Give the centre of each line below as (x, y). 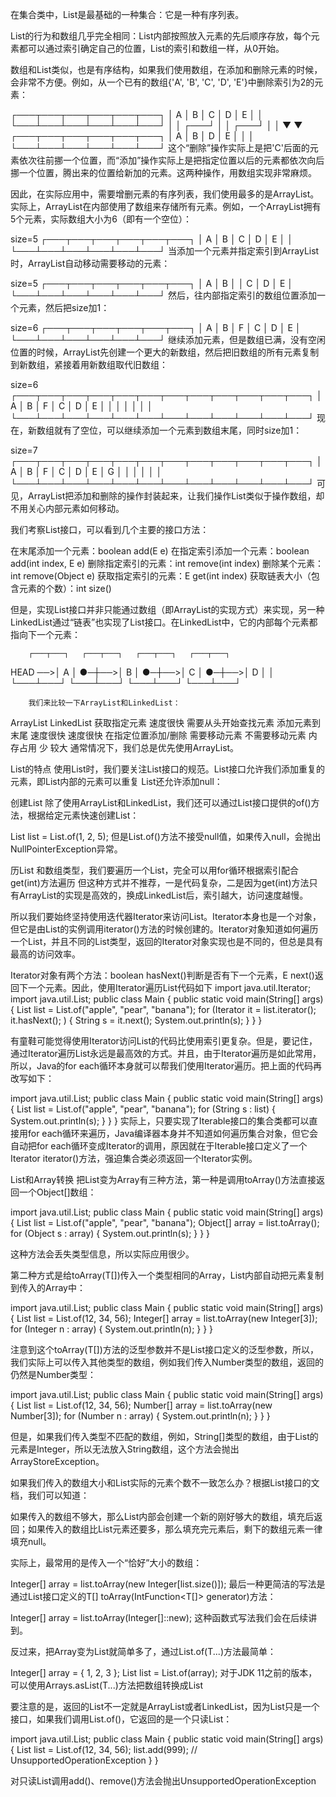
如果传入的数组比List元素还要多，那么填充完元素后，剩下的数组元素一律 (175, 1529)
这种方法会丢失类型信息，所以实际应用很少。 (102, 1254)
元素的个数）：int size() (65, 588)
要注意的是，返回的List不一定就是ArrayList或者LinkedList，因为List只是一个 (165, 1706)
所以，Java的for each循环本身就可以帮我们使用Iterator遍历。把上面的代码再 (166, 1066)
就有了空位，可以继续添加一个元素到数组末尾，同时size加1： (178, 430)
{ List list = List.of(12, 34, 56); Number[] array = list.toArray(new (141, 1405)
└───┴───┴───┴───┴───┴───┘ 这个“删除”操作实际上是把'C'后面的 (160, 147)
